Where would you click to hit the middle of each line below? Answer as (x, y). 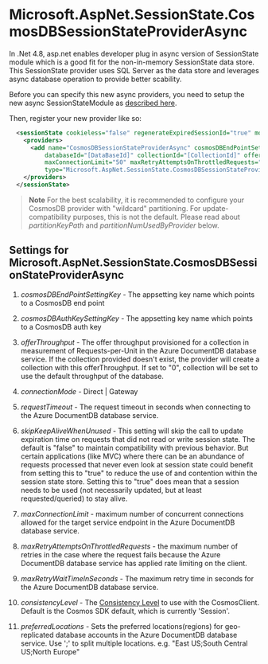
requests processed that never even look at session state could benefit (137, 464)
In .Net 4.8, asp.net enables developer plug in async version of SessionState (134, 53)
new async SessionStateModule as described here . (93, 103)
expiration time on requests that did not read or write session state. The (138, 439)
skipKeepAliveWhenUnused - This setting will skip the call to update (132, 431)
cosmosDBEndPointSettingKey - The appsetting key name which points (138, 294)
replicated (37, 635)
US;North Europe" (50, 651)
